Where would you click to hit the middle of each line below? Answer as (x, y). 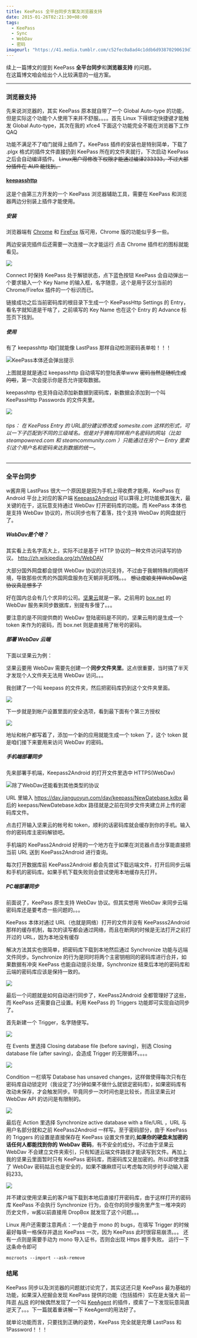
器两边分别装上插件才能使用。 (42, 201)
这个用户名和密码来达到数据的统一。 (55, 447)
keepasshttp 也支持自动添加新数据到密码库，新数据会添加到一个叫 (86, 392)
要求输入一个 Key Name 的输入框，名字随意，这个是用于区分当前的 (92, 282)
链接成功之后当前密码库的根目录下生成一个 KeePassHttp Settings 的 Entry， (97, 302)
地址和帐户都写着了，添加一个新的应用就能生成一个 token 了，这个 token (94, 735)
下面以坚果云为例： (29, 655)
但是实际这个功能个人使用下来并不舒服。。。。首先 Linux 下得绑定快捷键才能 (95, 118)
